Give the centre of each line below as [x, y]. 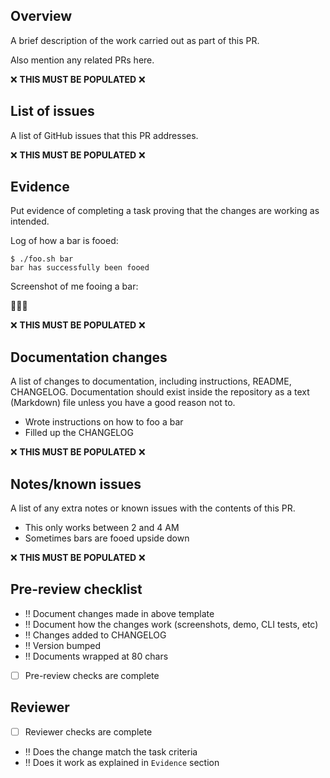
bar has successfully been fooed [80, 268]
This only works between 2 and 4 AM [102, 528]
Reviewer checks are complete [88, 731]
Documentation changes [89, 357]
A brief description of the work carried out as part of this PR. [135, 40]
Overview [41, 16]
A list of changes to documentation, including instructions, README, [151, 381]
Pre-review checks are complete [92, 675]
